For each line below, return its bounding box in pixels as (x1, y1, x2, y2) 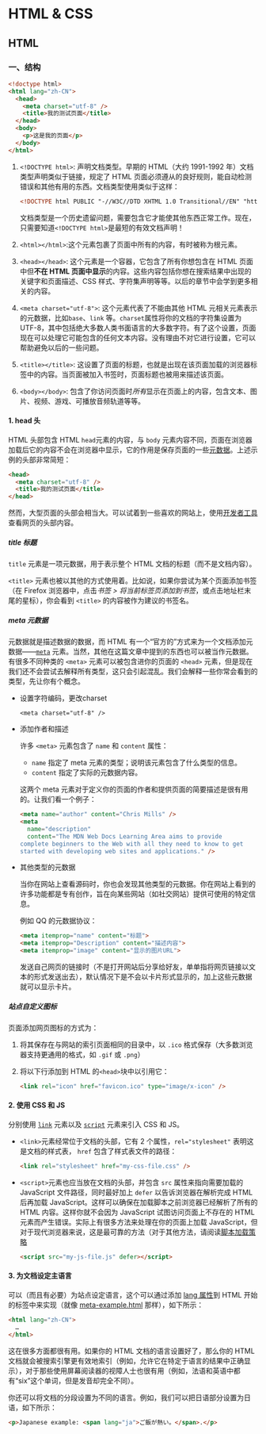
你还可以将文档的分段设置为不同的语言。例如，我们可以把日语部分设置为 (8, 1393, 244, 1402)
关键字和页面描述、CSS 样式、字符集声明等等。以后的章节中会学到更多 (19, 276, 251, 286)
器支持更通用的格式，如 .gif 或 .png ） (19, 1049, 145, 1059)
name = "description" (27, 825, 91, 833)
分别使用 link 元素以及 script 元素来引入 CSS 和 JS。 (8, 1120, 184, 1129)
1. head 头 (8, 416, 41, 425)
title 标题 (8, 537, 37, 547)
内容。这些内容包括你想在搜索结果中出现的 (112, 266, 252, 276)
